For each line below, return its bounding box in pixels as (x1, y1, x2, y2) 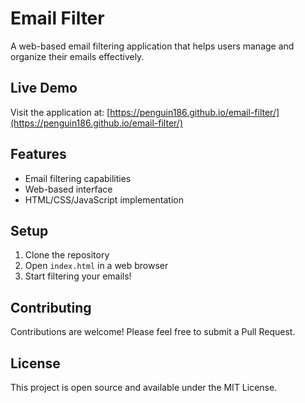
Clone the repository (24, 249, 110, 261)
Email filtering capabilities (24, 172, 132, 184)
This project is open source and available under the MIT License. (10, 382, 278, 393)
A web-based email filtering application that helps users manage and (10, 40, 295, 52)
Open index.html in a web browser (24, 260, 169, 272)
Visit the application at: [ (10, 106, 111, 118)
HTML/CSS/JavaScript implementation (24, 193, 185, 206)
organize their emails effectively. (10, 50, 145, 62)
